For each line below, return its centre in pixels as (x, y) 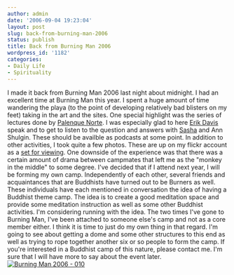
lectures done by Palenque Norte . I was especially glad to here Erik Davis (113, 122)
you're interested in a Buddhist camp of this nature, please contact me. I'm (115, 249)
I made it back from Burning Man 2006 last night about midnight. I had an (113, 93)
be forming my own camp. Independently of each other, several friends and (116, 174)
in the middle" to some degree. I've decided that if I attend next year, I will (114, 167)
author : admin (28, 14)
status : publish (31, 40)
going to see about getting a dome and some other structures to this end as (116, 234)
